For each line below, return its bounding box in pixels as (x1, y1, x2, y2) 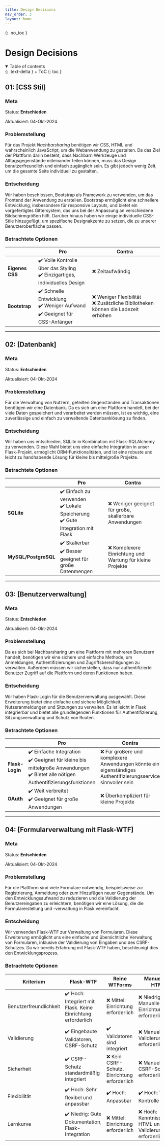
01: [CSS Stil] (5, 83, 46, 91)
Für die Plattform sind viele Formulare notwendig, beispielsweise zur (5, 885, 143, 891)
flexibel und (65, 1094, 92, 1101)
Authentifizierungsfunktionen (28, 779, 96, 786)
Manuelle (138, 1000, 160, 1007)
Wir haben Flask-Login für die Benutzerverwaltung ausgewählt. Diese (5, 694, 146, 699)
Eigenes (7, 265, 27, 272)
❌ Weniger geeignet (108, 500, 155, 507)
